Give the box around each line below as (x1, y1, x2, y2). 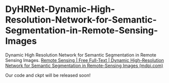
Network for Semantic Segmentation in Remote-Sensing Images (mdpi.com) (5, 62, 163, 68)
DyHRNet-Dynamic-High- (5, 3, 115, 15)
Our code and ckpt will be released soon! (5, 72, 91, 78)
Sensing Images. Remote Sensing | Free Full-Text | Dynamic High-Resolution (5, 57, 164, 63)
